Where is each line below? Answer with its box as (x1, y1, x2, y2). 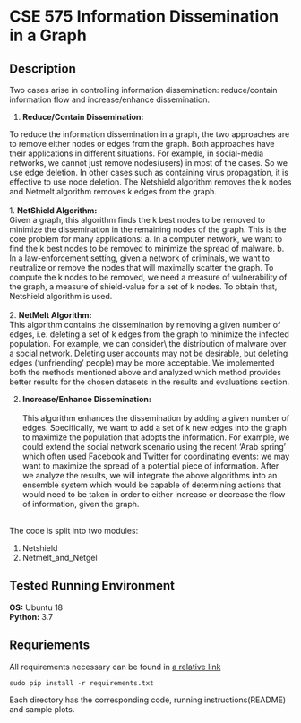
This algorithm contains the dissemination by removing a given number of (9, 320, 281, 330)
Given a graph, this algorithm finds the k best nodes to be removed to (9, 215, 266, 225)
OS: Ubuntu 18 (9, 602, 64, 613)
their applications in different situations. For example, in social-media (9, 148, 264, 159)
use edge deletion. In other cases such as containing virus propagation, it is (9, 168, 289, 177)
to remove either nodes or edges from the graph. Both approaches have (9, 139, 275, 149)
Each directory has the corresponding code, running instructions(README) (9, 694, 287, 705)
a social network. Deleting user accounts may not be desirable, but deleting (9, 348, 288, 358)
